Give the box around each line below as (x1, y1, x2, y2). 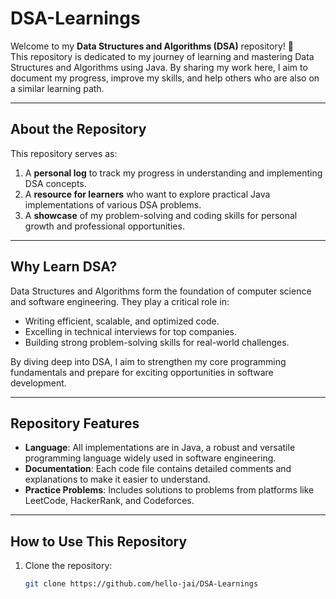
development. (10, 377, 67, 389)
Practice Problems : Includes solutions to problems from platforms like (24, 484, 315, 496)
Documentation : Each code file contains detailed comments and (24, 463, 292, 475)
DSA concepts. (24, 177, 87, 189)
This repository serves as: (10, 147, 118, 159)
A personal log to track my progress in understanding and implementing (24, 167, 323, 179)
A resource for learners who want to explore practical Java (24, 188, 271, 200)
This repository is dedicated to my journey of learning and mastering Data (10, 50, 315, 62)
